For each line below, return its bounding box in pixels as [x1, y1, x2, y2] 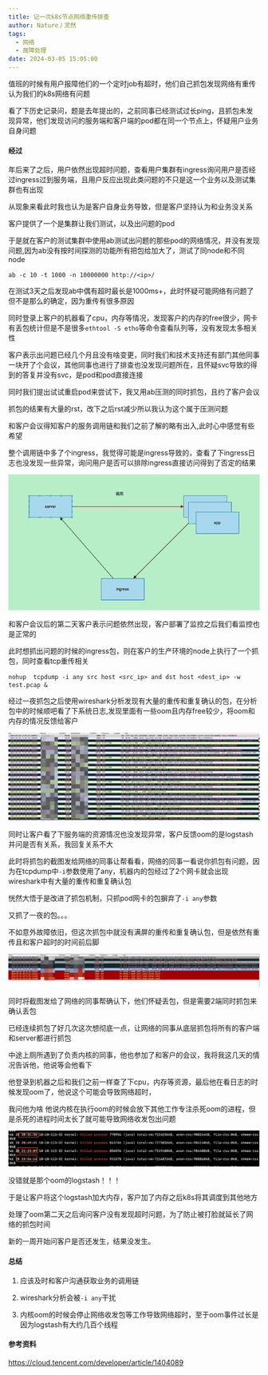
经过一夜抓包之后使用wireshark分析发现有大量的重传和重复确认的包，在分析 [8, 696, 258, 706]
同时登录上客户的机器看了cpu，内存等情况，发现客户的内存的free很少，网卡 [8, 313, 258, 323]
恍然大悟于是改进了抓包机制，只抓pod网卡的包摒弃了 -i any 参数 [8, 893, 218, 903]
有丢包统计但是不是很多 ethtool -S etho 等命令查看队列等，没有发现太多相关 [8, 324, 258, 333]
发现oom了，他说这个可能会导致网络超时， [14, 1087, 156, 1096]
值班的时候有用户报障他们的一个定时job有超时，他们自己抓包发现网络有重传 [8, 79, 257, 88]
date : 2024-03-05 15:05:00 [8, 55, 98, 63]
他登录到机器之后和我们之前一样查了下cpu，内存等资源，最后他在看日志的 [8, 1077, 251, 1087]
